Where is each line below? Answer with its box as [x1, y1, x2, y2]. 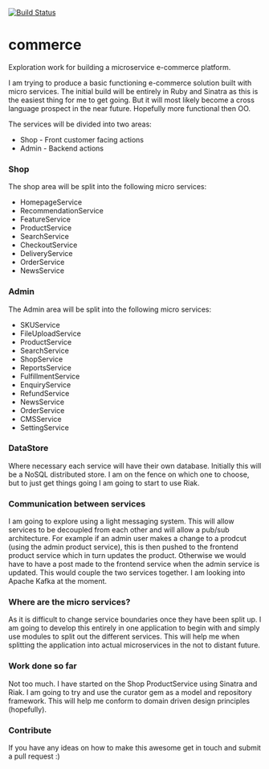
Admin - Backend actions [19, 143, 104, 153]
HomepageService [19, 197, 83, 207]
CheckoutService [19, 240, 78, 250]
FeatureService [19, 214, 71, 225]
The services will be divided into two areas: [8, 119, 153, 129]
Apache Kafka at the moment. [8, 577, 107, 586]
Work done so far [8, 660, 78, 672]
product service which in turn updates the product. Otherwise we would [8, 551, 247, 560]
